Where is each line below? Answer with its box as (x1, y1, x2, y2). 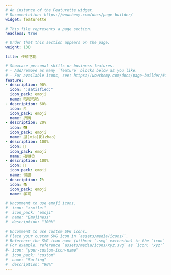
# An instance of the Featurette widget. (5, 7, 95, 13)
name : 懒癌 (10, 172, 32, 178)
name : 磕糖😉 (10, 154, 36, 159)
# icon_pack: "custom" (5, 253, 56, 258)
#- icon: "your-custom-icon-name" (5, 248, 79, 253)
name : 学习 (10, 191, 32, 196)
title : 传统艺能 (5, 54, 37, 59)
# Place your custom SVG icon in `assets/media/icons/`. (5, 233, 129, 239)
